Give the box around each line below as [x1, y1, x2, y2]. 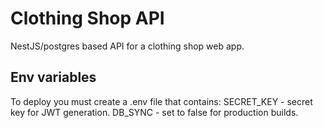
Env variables [10, 69, 97, 86]
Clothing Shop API [10, 7, 165, 30]
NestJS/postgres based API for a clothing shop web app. [10, 40, 245, 52]
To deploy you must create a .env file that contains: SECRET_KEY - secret [10, 95, 313, 107]
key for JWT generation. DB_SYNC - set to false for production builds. [10, 106, 299, 118]
